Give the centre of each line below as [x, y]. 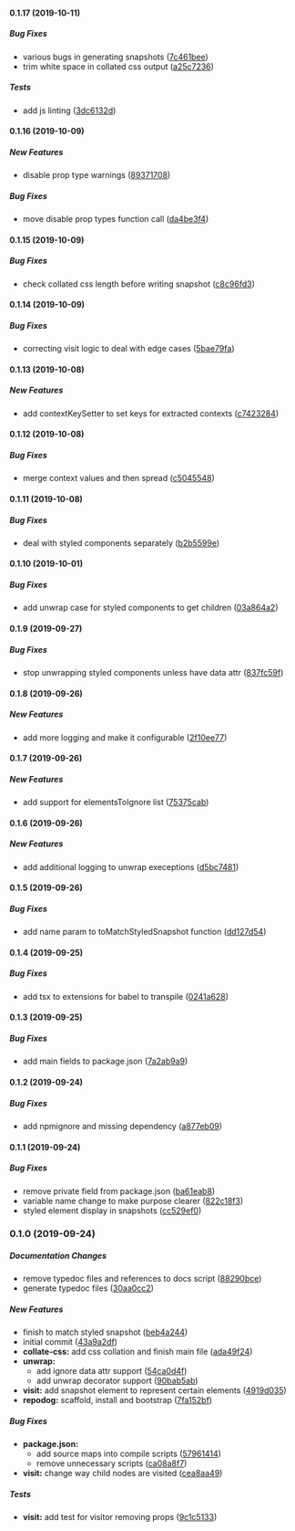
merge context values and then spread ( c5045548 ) [119, 478]
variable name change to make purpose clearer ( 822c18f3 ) [133, 1201]
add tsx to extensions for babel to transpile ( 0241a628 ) [126, 996]
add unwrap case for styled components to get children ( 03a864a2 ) [151, 608]
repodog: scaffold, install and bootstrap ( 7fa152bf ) [117, 1400]
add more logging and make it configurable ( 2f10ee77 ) [125, 737]
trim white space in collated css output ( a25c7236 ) [118, 66]
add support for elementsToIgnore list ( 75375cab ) [116, 802]
